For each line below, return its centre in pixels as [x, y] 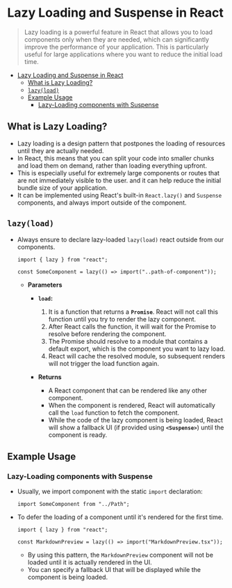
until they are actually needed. [60, 150]
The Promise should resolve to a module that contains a [128, 341]
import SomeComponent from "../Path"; [73, 504]
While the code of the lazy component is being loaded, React [136, 420]
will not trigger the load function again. [104, 363]
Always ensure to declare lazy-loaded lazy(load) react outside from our [121, 239]
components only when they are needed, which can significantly [117, 39]
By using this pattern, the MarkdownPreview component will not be [121, 555]
